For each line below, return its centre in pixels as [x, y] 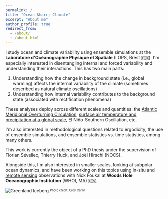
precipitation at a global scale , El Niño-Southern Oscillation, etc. [71, 120]
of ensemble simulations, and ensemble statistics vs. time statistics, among [83, 135]
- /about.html [24, 38]
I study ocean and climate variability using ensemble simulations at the [78, 52]
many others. [19, 140]
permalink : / [19, 10]
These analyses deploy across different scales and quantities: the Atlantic [81, 109]
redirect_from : [21, 29]
